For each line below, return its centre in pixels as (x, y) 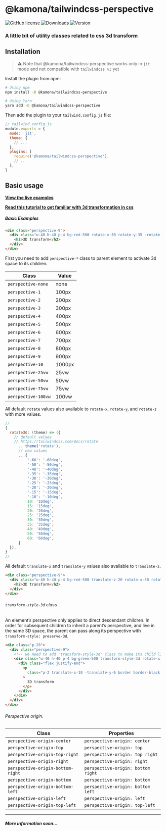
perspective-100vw (29, 396)
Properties (121, 733)
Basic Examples (22, 218)
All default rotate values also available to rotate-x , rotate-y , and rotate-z (81, 409)
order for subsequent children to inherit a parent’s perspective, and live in (80, 625)
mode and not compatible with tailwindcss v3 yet (68, 69)
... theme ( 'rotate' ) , (39, 446)
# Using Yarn (19, 101)
